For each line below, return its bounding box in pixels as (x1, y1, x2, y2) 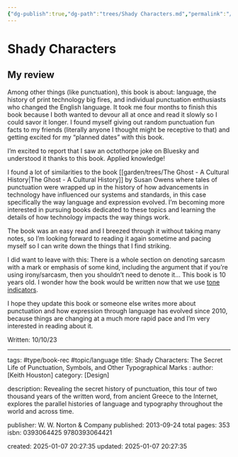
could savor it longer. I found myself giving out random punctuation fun (7, 117, 215, 126)
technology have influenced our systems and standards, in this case (7, 190, 207, 199)
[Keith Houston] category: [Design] (7, 371, 110, 379)
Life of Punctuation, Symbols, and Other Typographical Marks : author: (7, 363, 214, 371)
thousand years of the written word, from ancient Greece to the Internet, (7, 392, 218, 400)
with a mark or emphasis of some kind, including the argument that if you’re (7, 262, 228, 271)
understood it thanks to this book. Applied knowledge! (7, 154, 165, 163)
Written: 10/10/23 (7, 335, 57, 344)
